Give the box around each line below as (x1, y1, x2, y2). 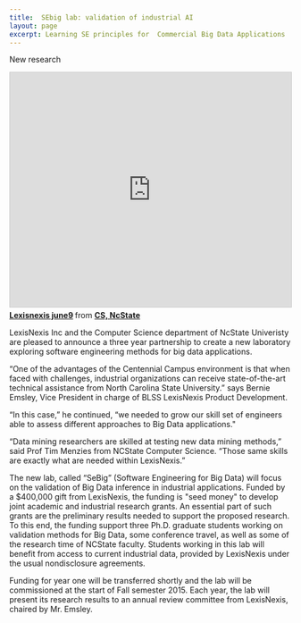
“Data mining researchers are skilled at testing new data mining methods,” (9, 436, 282, 447)
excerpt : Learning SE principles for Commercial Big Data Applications (9, 29, 286, 38)
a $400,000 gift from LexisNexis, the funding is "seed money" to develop (9, 492, 279, 502)
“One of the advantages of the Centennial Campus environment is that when (9, 364, 290, 375)
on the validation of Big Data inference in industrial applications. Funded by (9, 482, 286, 493)
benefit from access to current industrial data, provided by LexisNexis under (9, 549, 290, 560)
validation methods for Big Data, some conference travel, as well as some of (9, 529, 290, 541)
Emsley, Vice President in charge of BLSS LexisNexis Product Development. (9, 392, 288, 403)
